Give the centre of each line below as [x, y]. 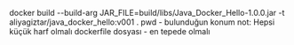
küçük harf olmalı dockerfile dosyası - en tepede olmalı [110, 31]
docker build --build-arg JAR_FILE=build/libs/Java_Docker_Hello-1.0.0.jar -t [147, 13]
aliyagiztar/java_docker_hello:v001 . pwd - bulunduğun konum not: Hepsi [142, 22]
